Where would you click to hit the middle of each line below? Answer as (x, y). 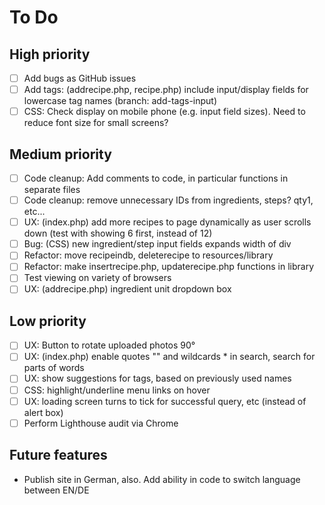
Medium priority (60, 154)
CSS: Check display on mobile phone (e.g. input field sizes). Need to (164, 112)
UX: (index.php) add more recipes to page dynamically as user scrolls (167, 222)
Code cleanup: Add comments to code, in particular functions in (156, 178)
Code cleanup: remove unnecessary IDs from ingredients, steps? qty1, (168, 200)
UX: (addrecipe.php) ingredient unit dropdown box (127, 289)
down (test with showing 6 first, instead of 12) (118, 233)
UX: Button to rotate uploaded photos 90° (109, 345)
